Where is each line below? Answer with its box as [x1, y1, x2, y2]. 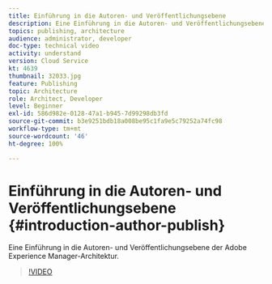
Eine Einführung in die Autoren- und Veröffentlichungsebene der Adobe [8, 243, 247, 252]
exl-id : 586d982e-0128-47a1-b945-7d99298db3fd [8, 110, 168, 118]
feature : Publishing [8, 79, 79, 87]
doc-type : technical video [8, 42, 100, 50]
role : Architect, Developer [8, 95, 104, 103]
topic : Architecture [8, 87, 79, 95]
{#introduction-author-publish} [8, 216, 225, 235]
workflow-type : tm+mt [8, 125, 82, 133]
